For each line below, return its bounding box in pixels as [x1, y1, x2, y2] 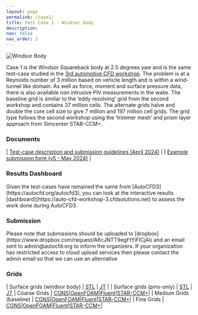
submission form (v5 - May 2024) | [6, 155, 92, 162]
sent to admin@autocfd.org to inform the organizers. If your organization [6, 242, 183, 249]
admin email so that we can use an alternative [6, 255, 118, 262]
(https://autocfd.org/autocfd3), [6, 189, 82, 196]
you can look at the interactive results [82, 189, 174, 196]
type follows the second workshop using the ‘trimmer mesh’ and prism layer [6, 114, 191, 121]
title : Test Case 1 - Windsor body [6, 20, 94, 25]
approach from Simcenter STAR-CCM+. [6, 121, 103, 127]
